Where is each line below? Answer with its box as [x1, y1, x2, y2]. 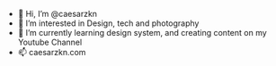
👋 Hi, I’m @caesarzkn [17, 9, 97, 19]
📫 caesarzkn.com [17, 47, 86, 57]
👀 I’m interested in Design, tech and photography [17, 18, 200, 29]
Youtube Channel [17, 37, 83, 47]
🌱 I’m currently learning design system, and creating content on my [17, 28, 267, 37]
